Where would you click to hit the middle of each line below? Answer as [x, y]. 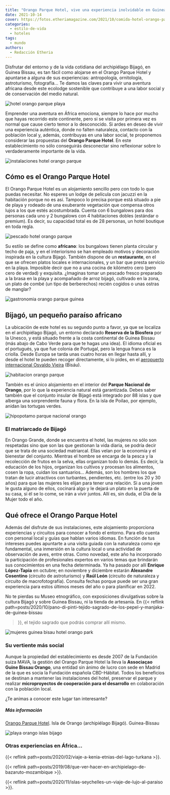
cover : [12, 19]
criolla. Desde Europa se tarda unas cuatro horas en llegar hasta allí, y [78, 354]
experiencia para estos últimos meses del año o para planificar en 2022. [80, 587]
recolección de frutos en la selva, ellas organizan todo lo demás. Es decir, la [84, 462]
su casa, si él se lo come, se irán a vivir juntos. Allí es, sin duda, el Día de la [83, 494]
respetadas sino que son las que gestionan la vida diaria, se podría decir [81, 445]
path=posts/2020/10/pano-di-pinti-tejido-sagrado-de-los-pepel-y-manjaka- [85, 607]
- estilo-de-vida [28, 29]
